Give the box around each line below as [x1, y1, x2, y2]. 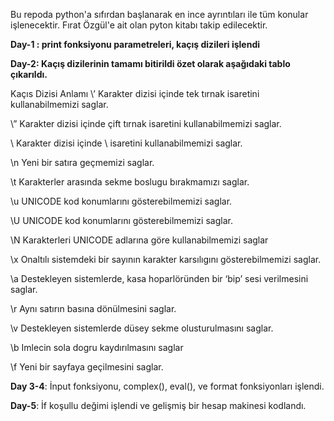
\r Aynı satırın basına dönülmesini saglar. [10, 303, 177, 314]
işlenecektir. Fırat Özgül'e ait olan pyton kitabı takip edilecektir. [10, 19, 268, 31]
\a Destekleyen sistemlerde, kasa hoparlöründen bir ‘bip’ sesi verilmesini [10, 273, 309, 284]
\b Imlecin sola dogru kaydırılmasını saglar [10, 342, 184, 353]
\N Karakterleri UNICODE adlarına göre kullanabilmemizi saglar [10, 234, 269, 246]
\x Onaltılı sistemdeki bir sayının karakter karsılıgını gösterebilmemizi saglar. [10, 254, 322, 265]
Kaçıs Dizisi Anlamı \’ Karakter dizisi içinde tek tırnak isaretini [10, 88, 260, 99]
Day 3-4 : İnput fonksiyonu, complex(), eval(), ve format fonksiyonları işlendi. [10, 380, 325, 392]
